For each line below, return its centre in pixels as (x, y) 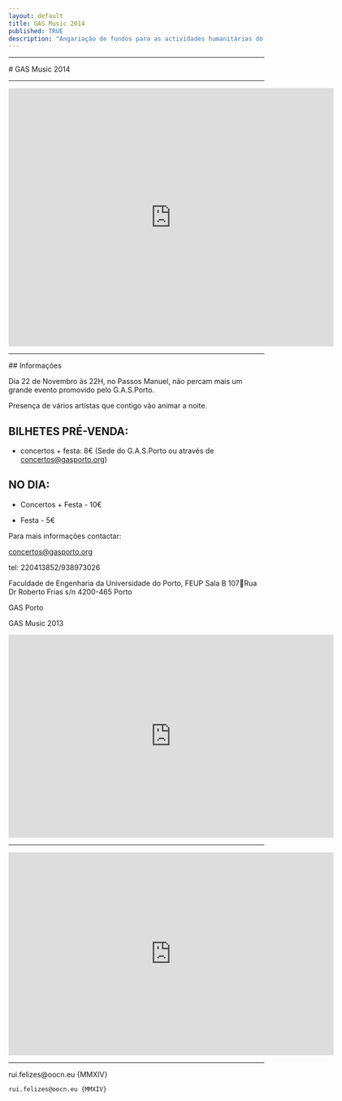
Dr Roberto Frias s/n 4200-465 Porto (70, 592)
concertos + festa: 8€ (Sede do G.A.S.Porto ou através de (117, 451)
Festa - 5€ (37, 520)
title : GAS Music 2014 (47, 24)
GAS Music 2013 (36, 623)
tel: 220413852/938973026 (54, 567)
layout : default (36, 16)
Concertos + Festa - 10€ (61, 504)
